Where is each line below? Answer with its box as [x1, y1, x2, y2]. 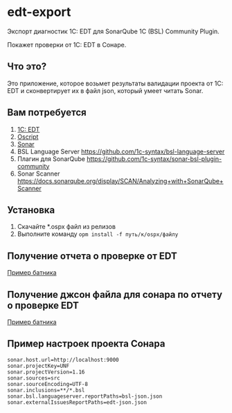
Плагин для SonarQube [17, 154, 85, 163]
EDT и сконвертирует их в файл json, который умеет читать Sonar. [7, 86, 204, 94]
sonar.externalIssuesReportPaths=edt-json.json [7, 398, 148, 406]
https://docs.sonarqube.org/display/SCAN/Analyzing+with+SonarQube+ [17, 176, 224, 185]
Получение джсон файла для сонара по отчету [7, 289, 223, 301]
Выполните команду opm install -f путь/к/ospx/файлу [17, 230, 179, 238]
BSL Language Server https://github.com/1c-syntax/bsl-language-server [17, 147, 225, 155]
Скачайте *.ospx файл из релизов [17, 223, 116, 231]
